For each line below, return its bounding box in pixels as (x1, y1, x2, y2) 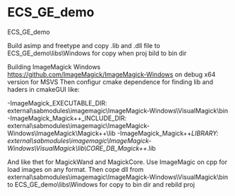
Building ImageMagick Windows (7, 62, 101, 71)
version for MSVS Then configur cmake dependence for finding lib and (7, 77, 214, 86)
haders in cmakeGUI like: (7, 85, 80, 93)
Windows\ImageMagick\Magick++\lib (7, 129, 116, 137)
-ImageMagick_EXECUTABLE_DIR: (7, 98, 107, 107)
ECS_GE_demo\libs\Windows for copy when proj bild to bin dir (7, 49, 187, 57)
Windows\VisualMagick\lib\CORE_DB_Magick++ (7, 144, 147, 152)
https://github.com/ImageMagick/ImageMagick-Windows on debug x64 (7, 70, 216, 79)
